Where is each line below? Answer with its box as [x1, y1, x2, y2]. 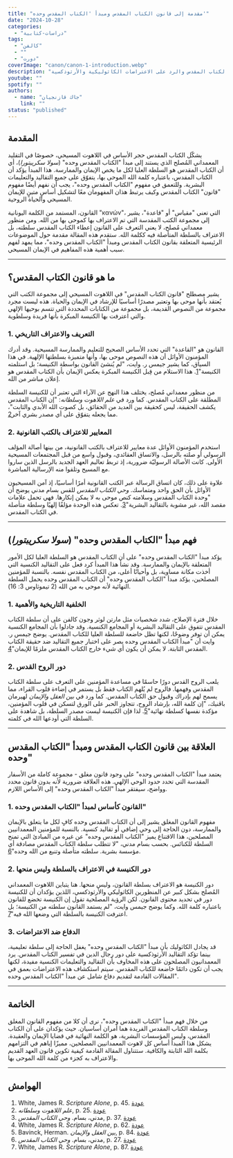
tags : [8, 36, 24, 43]
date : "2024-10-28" [8, 17, 64, 24]
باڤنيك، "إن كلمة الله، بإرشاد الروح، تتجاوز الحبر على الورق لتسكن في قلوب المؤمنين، [8, 700, 225, 708]
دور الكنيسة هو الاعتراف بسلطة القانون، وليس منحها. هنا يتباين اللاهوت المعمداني [8, 880, 214, 888]
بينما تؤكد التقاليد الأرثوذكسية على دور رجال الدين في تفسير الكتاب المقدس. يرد [8, 950, 211, 959]
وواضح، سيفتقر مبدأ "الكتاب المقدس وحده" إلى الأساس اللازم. [8, 785, 168, 793]
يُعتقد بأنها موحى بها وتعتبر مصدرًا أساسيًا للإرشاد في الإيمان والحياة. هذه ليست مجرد [8, 297, 222, 305]
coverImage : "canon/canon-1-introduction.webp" [8, 62, 148, 69]
